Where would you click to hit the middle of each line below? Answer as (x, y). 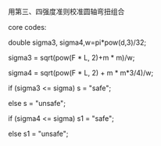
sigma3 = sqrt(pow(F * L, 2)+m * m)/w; (72, 58)
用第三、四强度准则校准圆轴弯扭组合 (66, 11)
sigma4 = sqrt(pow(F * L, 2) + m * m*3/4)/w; (81, 73)
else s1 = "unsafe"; (38, 133)
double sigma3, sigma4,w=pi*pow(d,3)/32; (77, 42)
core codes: (27, 27)
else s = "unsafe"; (37, 103)
